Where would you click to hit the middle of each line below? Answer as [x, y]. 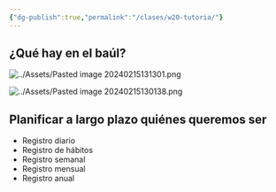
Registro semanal [54, 159]
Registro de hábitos [57, 150]
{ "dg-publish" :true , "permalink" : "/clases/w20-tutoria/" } [116, 17]
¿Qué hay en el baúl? [68, 54]
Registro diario [49, 141]
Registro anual [48, 179]
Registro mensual [54, 169]
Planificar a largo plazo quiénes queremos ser [138, 119]
